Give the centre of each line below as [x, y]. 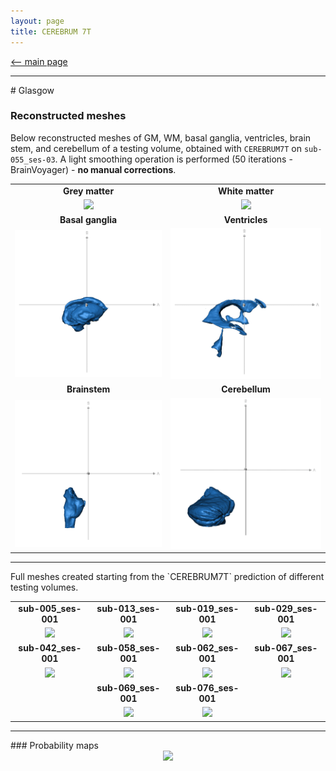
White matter [246, 191]
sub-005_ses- [50, 608]
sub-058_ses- [128, 648]
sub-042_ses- [50, 648]
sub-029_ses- [286, 608]
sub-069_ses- [128, 687]
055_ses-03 [33, 160]
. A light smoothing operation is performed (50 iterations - [173, 159]
